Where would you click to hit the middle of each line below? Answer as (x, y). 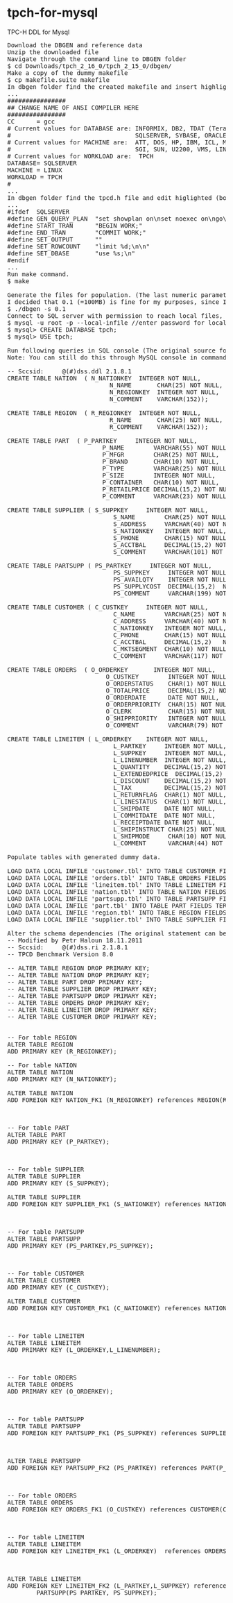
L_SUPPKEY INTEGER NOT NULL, (170, 753)
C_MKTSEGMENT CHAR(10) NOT (161, 649)
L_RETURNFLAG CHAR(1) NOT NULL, (170, 795)
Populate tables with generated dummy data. (84, 857)
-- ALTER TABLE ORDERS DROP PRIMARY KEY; (79, 1003)
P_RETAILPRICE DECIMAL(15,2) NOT (159, 489)
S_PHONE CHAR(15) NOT (161, 538)
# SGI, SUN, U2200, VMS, (110, 149)
